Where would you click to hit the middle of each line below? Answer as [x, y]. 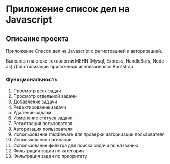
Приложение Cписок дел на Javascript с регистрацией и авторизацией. [84, 51]
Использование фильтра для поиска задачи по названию [76, 145]
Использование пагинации [42, 140]
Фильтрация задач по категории [48, 151]
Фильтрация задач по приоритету [50, 156]
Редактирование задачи [40, 107]
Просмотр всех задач [37, 91]
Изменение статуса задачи [43, 118]
